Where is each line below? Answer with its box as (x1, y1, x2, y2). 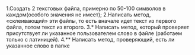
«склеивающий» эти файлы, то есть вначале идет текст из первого (6, 18, 177, 24)
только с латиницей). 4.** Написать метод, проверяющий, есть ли (6, 36, 175, 43)
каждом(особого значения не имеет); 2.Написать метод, (6, 11, 151, 18)
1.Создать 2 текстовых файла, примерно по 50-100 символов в (6, 5, 166, 12)
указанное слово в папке (6, 42, 70, 49)
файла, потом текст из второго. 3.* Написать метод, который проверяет (6, 23, 190, 30)
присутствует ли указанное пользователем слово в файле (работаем (6, 30, 183, 37)
